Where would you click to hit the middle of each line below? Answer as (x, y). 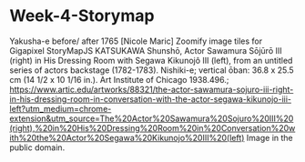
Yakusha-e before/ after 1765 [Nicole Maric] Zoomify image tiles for (136, 41)
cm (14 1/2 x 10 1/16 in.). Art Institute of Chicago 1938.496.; (119, 79)
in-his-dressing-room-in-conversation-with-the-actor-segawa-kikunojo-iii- (151, 99)
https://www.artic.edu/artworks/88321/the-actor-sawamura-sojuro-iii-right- (152, 89)
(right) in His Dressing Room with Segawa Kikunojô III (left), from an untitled (151, 60)
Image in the (269, 137)
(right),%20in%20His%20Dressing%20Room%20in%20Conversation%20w (152, 127)
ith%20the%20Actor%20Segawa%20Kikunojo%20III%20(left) (127, 137)
